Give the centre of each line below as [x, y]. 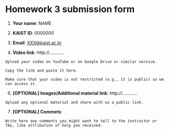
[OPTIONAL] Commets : [37, 111]
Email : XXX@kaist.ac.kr [37, 43]
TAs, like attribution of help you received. [54, 125]
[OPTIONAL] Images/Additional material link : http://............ [75, 93]
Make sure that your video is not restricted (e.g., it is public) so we [85, 79]
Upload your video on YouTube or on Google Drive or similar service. [81, 61]
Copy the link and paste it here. [42, 71]
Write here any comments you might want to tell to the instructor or [81, 121]
